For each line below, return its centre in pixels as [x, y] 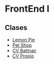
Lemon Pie [24, 40]
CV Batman [24, 51]
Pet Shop [22, 45]
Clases [16, 28]
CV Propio [23, 56]
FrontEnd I [27, 9]
